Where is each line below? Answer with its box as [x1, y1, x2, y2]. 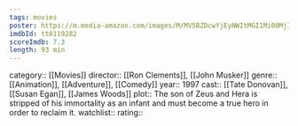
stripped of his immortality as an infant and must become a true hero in [9, 98, 269, 108]
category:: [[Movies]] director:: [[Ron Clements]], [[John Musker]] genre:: [9, 70, 278, 80]
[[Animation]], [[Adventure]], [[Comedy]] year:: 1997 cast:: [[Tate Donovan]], [9, 79, 288, 90]
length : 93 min [9, 46, 66, 55]
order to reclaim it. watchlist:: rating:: [9, 107, 144, 118]
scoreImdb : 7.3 [9, 37, 66, 47]
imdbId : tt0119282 [9, 29, 77, 38]
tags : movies [9, 12, 58, 22]
